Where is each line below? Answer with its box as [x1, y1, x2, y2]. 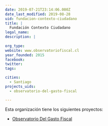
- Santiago [9, 80, 32, 84]
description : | [5, 35, 36, 40]
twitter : [5, 62, 23, 66]
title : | [5, 21, 23, 26]
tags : [5, 66, 16, 71]
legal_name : [5, 30, 29, 35]
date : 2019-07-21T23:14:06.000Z [5, 7, 71, 12]
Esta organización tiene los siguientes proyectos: [5, 106, 104, 112]
